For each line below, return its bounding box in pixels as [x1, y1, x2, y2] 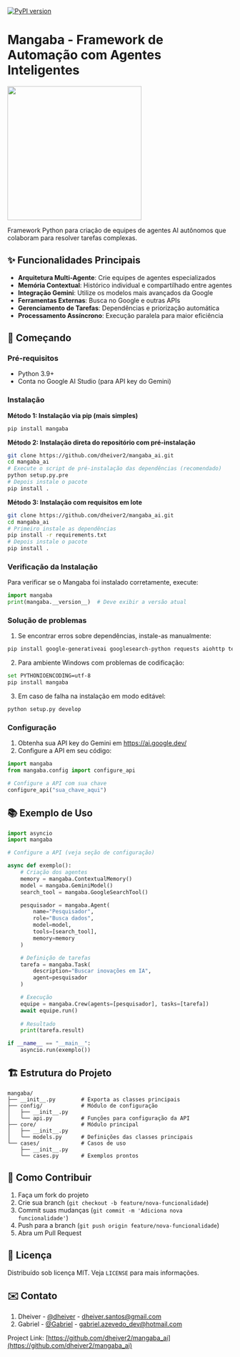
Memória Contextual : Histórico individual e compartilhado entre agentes [17, 281, 232, 289]
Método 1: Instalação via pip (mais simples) [7, 411, 139, 419]
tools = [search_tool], [33, 928, 98, 935]
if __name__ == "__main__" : [7, 1040, 91, 1047]
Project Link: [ [7, 1333, 49, 1343]
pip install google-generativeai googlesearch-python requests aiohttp [7, 645, 225, 653]
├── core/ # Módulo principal [7, 1120, 139, 1128]
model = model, [33, 922, 72, 929]
